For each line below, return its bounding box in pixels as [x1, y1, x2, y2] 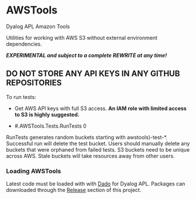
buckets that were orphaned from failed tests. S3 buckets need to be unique [6, 146, 190, 153]
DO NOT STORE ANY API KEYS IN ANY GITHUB [6, 68, 180, 79]
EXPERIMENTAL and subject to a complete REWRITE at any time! [6, 52, 167, 59]
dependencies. [6, 40, 42, 47]
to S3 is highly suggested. [14, 111, 80, 118]
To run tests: [6, 93, 36, 100]
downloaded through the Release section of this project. [6, 187, 142, 194]
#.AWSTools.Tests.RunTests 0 [14, 122, 87, 129]
